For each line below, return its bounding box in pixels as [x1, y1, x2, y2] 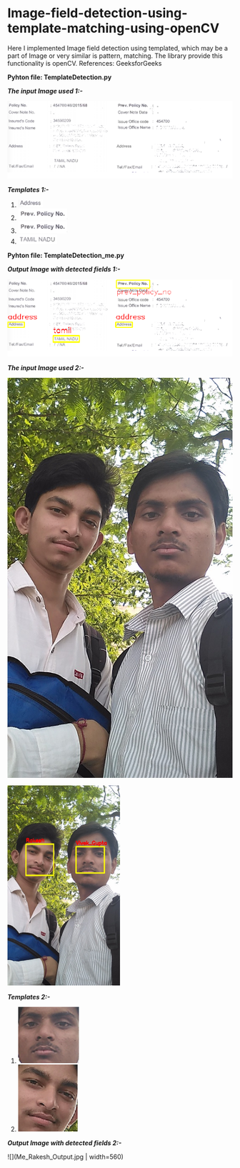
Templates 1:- [7, 185, 49, 194]
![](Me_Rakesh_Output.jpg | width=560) [7, 1152, 124, 1161]
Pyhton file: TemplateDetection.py [7, 73, 112, 81]
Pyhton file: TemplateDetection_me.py [7, 251, 125, 259]
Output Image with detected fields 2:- [7, 1138, 122, 1147]
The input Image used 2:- [7, 363, 84, 372]
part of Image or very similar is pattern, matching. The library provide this [7, 51, 223, 60]
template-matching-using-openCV [7, 20, 220, 36]
